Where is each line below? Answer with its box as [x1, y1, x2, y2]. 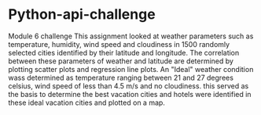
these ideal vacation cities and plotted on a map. [8, 98, 165, 107]
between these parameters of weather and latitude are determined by [8, 56, 234, 66]
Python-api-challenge [8, 5, 156, 23]
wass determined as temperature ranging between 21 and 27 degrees [8, 73, 234, 82]
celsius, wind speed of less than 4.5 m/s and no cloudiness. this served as [8, 81, 249, 91]
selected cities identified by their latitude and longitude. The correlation [8, 48, 240, 57]
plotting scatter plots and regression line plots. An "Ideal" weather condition [8, 64, 254, 74]
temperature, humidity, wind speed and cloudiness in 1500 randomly [8, 39, 230, 49]
